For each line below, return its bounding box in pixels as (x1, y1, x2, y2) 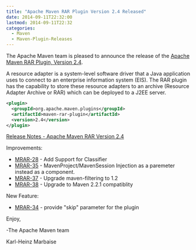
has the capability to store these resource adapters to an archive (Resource (6, 83, 190, 89)
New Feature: (6, 193, 39, 200)
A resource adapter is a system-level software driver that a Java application (6, 70, 191, 77)
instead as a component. (14, 168, 75, 176)
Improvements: (6, 144, 43, 151)
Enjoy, (6, 215, 21, 222)
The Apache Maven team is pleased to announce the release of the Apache (6, 53, 190, 59)
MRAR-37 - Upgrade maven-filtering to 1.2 (14, 175, 118, 182)
